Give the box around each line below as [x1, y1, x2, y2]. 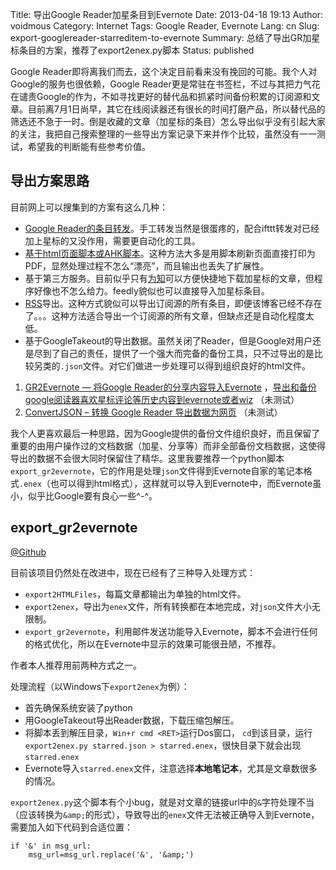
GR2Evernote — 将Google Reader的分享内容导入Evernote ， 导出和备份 [24, 381, 317, 393]
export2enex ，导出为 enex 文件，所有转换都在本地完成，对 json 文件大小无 [24, 600, 321, 612]
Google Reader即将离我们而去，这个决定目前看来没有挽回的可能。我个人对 [10, 66, 318, 77]
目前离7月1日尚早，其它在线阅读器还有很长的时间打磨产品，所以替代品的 [27, 103, 326, 115]
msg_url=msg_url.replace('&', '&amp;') [28, 849, 195, 860]
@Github [10, 546, 47, 558]
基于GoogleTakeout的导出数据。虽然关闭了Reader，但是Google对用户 [24, 334, 313, 347]
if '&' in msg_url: [10, 841, 92, 851]
